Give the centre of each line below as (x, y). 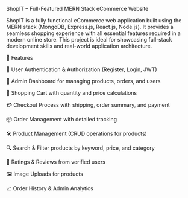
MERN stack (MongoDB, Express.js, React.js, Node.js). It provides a (90, 27)
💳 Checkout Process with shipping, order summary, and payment (88, 105)
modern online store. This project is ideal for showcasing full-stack (89, 40)
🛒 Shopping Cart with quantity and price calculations (72, 93)
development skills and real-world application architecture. (79, 46)
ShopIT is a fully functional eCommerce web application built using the (94, 20)
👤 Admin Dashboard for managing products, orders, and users (83, 81)
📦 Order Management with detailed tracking (62, 119)
